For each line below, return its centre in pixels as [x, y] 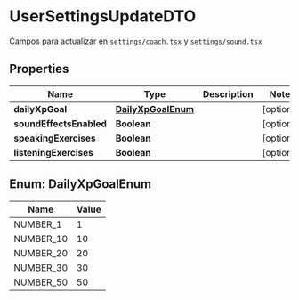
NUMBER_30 [41, 267]
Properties [39, 69]
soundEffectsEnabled [60, 124]
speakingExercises [55, 138]
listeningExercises [53, 152]
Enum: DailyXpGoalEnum [81, 184]
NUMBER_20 [41, 253]
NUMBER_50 [41, 282]
